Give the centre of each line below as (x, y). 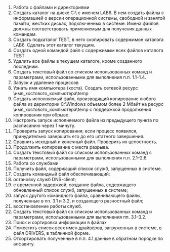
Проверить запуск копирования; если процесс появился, (75, 131)
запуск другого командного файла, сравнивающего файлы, (77, 195)
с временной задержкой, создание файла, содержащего (74, 185)
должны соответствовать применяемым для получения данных (82, 29)
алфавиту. (24, 244)
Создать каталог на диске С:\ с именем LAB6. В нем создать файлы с (88, 13)
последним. (26, 66)
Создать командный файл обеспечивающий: (61, 174)
